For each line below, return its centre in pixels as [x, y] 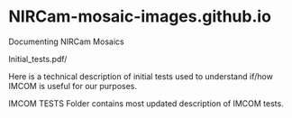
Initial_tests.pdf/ [38, 59]
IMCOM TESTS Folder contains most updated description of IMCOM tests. [146, 103]
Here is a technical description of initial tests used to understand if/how [141, 76]
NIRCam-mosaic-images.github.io [140, 17]
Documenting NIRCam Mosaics [66, 41]
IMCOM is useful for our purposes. [73, 86]
